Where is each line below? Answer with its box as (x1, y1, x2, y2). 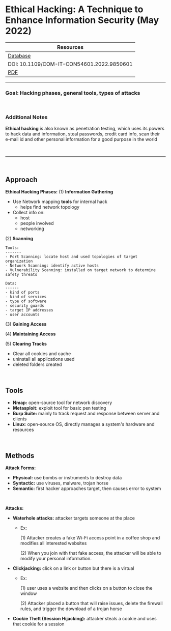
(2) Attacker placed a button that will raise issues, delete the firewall (20, 600, 163, 606)
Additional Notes (5, 113, 48, 121)
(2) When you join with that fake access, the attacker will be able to (20, 550, 161, 556)
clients (12, 416, 27, 422)
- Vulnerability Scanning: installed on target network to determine (5, 268, 156, 273)
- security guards (5, 303, 44, 308)
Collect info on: (12, 210, 45, 216)
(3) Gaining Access (5, 321, 47, 327)
